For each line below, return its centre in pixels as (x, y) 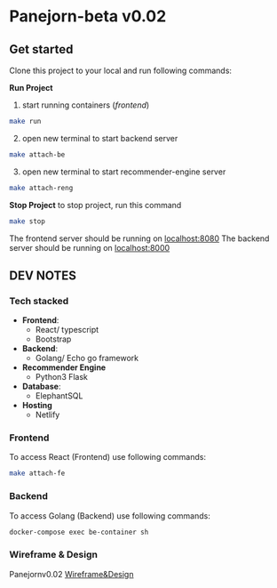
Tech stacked (39, 301)
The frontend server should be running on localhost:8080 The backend (139, 238)
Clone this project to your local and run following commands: (121, 70)
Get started (41, 49)
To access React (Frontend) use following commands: (108, 457)
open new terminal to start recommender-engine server (124, 172)
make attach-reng (41, 188)
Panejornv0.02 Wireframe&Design (71, 574)
